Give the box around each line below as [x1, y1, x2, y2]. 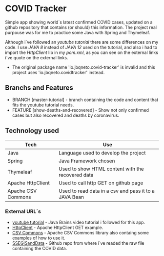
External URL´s [5, 208, 41, 215]
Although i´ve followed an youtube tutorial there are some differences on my [5, 39, 159, 45]
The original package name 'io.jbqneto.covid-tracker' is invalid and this [12, 64, 155, 70]
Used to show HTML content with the [58, 165, 144, 172]
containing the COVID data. [12, 245, 67, 251]
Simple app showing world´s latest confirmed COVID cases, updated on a [5, 19, 153, 25]
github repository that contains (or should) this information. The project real [5, 24, 157, 30]
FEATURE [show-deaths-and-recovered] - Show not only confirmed [12, 107, 149, 113]
